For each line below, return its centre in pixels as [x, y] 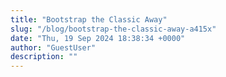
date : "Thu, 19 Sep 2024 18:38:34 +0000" [98, 38]
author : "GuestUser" [53, 47]
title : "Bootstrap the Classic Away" [89, 19]
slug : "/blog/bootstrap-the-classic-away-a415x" [113, 29]
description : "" [44, 57]
